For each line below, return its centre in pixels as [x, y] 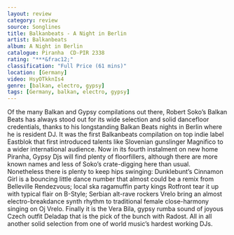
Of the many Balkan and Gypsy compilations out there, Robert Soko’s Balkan [117, 112]
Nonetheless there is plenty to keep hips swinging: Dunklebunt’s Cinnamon [115, 172]
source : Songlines [34, 27]
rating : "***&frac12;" [40, 60]
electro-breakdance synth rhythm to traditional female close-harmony [108, 201]
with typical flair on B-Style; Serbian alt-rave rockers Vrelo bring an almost [115, 194]
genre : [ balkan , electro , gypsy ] [56, 86]
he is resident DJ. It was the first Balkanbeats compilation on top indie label [116, 135]
